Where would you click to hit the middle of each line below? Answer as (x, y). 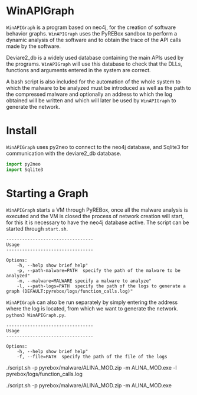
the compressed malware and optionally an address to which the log (89, 94)
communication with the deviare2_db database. (64, 153)
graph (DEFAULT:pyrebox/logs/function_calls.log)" (70, 291)
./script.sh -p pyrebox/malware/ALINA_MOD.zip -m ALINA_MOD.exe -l (91, 367)
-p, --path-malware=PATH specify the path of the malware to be (99, 270)
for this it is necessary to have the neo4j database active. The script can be (98, 222)
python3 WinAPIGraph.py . (36, 315)
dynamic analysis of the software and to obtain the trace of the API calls (94, 40)
